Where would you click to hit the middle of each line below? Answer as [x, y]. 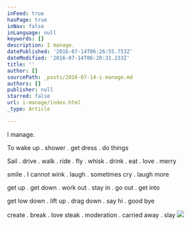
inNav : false [26, 26]
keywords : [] [26, 39]
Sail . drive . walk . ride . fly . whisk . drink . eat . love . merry [92, 161]
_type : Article [29, 109]
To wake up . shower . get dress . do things [68, 147]
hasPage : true [27, 20]
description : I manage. [41, 45]
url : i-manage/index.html [44, 103]
